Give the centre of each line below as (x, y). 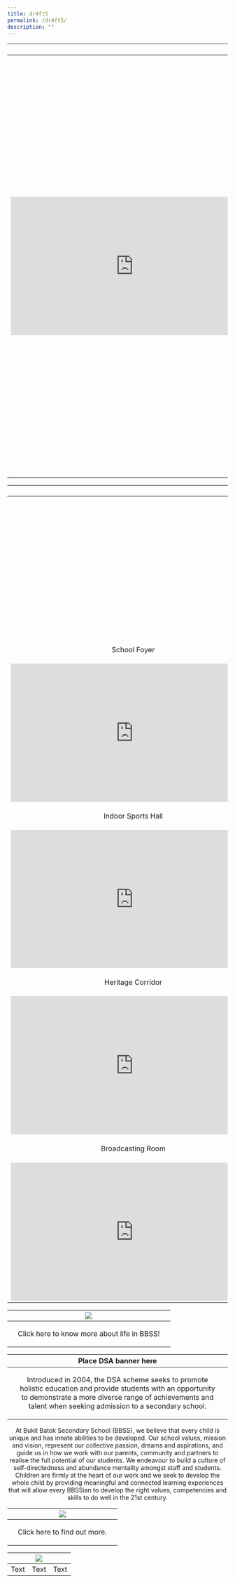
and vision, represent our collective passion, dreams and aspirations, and (117, 1445)
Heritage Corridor (133, 982)
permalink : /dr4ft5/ (37, 20)
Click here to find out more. (62, 1532)
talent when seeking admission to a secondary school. (117, 1406)
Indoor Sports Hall (133, 816)
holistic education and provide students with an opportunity (117, 1389)
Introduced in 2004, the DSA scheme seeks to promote (117, 1380)
